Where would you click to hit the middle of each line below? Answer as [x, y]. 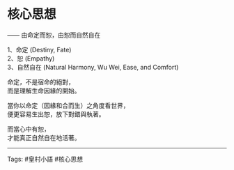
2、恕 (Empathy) [31, 58]
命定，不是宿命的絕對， [41, 82]
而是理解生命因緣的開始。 [44, 91]
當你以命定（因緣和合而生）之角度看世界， [68, 105]
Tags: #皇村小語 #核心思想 [45, 159]
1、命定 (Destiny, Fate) [39, 49]
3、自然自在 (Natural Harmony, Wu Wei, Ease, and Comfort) [93, 67]
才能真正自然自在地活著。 [44, 137]
